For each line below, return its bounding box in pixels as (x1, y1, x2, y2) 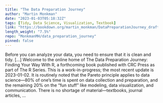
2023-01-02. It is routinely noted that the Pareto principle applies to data (5, 72, 150, 77)
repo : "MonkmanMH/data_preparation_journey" (5, 34, 97, 39)
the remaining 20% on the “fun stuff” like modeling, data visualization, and (5, 82, 154, 88)
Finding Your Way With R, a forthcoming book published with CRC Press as (5, 62, 155, 67)
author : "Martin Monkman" (5, 12, 57, 16)
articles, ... (5, 92, 26, 98)
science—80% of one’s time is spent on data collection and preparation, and (5, 77, 158, 83)
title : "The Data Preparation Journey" (5, 7, 86, 12)
